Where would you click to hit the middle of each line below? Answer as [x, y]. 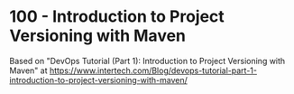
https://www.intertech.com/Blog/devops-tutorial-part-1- [153, 70]
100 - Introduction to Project [117, 17]
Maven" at [28, 70]
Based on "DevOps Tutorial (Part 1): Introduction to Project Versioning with [147, 61]
